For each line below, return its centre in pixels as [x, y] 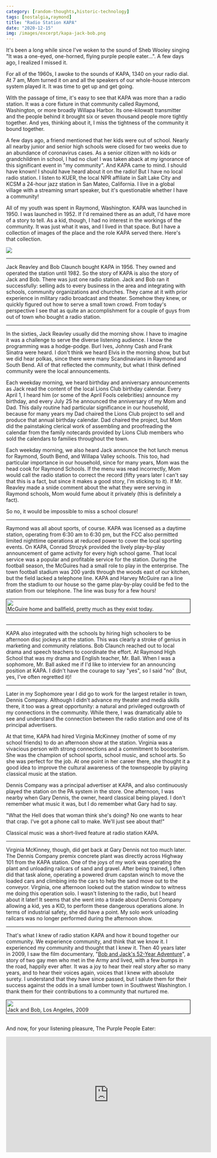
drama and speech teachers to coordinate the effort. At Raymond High [91, 652]
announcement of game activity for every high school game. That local [92, 553]
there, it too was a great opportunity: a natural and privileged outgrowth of [96, 706]
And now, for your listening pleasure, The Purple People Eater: [81, 1029]
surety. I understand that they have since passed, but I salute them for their [97, 979]
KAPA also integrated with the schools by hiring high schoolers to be [89, 633]
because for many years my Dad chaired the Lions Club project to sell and [95, 414]
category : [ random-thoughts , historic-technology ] [68, 11]
